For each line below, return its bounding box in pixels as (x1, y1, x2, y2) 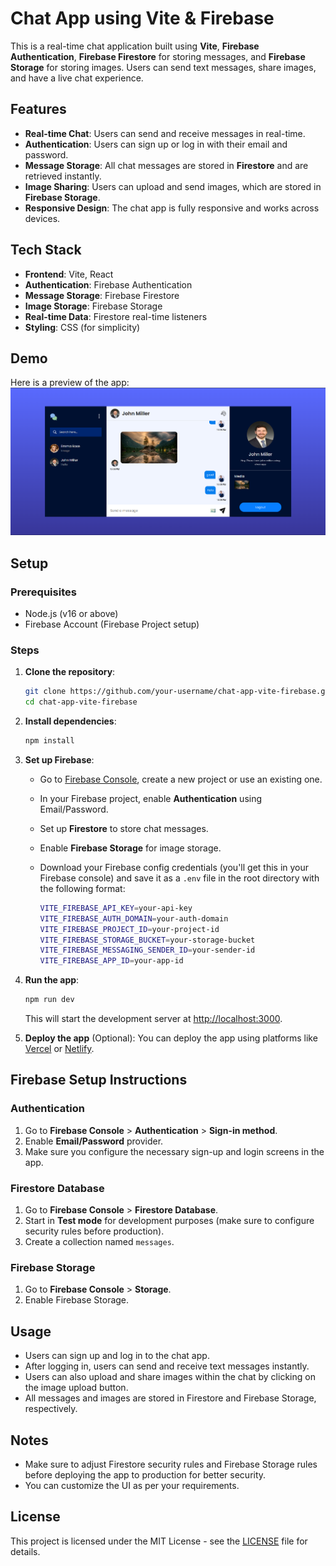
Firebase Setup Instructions (10, 1072, 188, 1089)
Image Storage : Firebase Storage (24, 300, 163, 312)
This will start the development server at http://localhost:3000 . (24, 1013, 283, 1025)
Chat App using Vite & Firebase (10, 7, 275, 30)
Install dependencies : (24, 715, 117, 727)
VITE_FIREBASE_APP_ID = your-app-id (39, 956, 184, 966)
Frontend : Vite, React (24, 268, 114, 280)
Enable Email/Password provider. (24, 1135, 164, 1147)
